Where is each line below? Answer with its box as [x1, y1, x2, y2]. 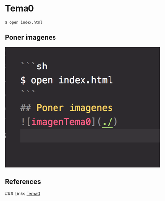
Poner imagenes [5, 33, 56, 42]
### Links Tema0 [5, 191, 41, 197]
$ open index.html [5, 20, 43, 25]
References [5, 177, 41, 186]
